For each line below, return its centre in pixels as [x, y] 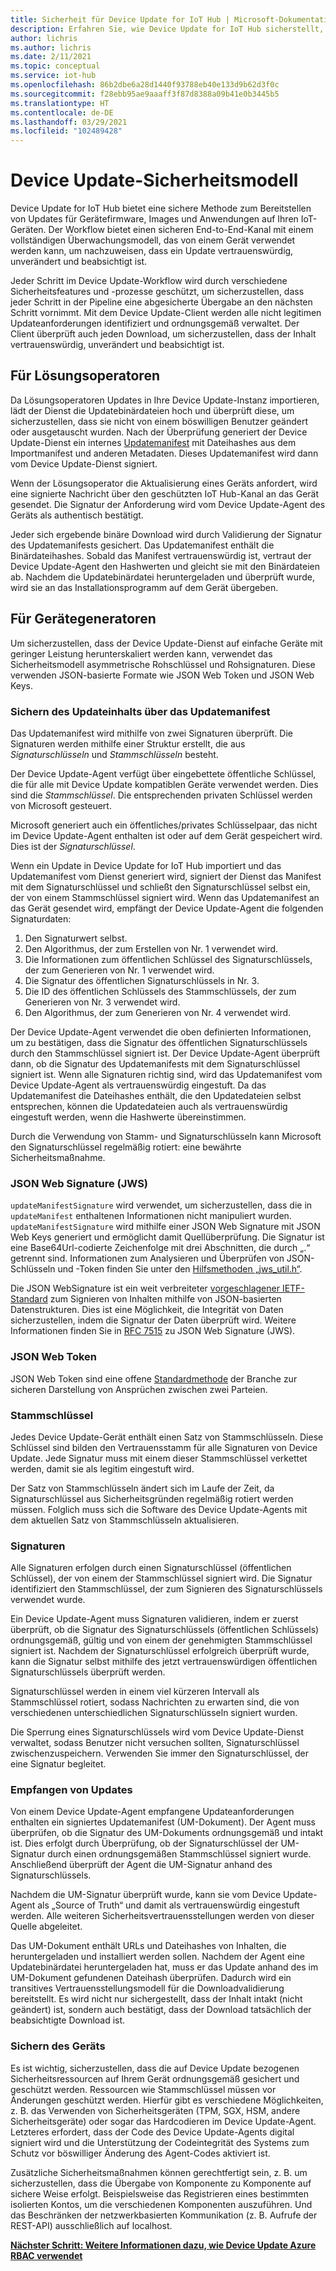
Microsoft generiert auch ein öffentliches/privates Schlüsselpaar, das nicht [164, 825]
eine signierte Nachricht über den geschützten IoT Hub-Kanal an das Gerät [165, 493]
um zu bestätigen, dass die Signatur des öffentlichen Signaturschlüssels [159, 1042]
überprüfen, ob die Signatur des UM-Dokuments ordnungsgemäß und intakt [167, 1833]
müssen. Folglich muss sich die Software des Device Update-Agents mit [159, 1509]
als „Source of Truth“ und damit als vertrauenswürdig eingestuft [168, 1905]
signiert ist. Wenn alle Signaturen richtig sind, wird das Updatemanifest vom [166, 1074]
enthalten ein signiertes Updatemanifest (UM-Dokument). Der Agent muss [163, 1822]
